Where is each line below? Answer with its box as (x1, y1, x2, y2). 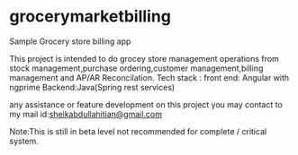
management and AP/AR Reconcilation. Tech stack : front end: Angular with (9, 72, 290, 82)
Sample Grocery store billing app (9, 36, 131, 47)
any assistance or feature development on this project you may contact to (9, 99, 284, 109)
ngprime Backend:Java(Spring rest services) (9, 82, 176, 92)
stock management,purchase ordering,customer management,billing (9, 63, 264, 73)
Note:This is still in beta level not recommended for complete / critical (9, 125, 267, 136)
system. (9, 135, 39, 146)
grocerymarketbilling (9, 6, 171, 27)
